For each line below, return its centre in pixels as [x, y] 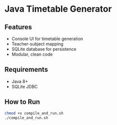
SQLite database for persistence [44, 49]
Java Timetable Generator [58, 9]
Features [18, 27]
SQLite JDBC [25, 86]
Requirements [26, 70]
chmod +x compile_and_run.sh [34, 113]
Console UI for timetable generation [47, 39]
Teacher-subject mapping [37, 44]
